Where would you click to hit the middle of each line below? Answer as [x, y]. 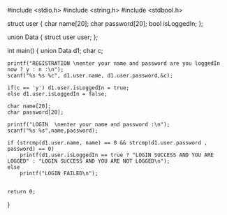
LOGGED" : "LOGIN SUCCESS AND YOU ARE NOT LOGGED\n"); [89, 161]
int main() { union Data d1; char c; [55, 51]
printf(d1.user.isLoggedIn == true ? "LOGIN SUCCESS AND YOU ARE [117, 155]
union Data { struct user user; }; [53, 37]
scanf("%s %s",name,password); [53, 131]
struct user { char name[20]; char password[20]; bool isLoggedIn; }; [105, 23]
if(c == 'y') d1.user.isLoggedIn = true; [68, 88]
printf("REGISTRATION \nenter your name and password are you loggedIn [113, 64]
